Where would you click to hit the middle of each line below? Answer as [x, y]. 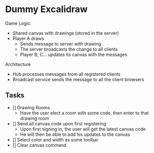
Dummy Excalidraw [47, 9]
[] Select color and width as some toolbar [55, 139]
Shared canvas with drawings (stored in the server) [66, 33]
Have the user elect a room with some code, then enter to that [84, 113]
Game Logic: [18, 23]
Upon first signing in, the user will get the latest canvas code [83, 129]
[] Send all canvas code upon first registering [59, 123]
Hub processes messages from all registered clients [66, 74]
